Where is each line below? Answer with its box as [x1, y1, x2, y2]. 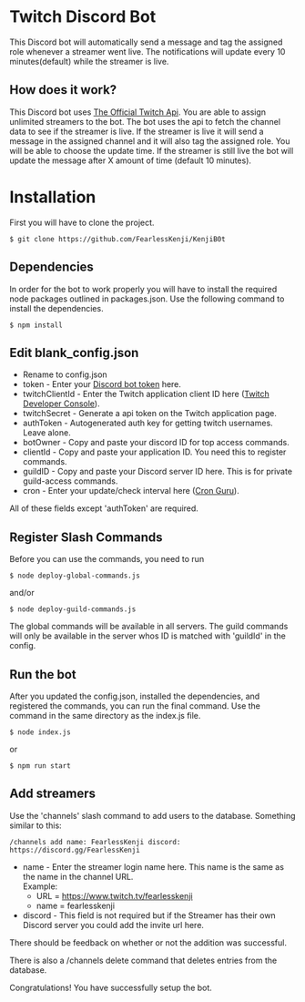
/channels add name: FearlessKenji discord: [9, 837, 181, 846]
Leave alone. [22, 427, 71, 438]
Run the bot [9, 667, 77, 682]
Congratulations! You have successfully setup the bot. [9, 982, 212, 993]
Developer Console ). [22, 398, 100, 409]
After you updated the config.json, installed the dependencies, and [9, 690, 260, 701]
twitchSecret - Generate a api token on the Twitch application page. [22, 408, 278, 419]
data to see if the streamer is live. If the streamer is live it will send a [9, 126, 264, 137]
